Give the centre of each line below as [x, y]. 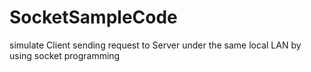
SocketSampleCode [93, 17]
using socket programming [65, 55]
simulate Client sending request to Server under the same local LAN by [155, 45]
